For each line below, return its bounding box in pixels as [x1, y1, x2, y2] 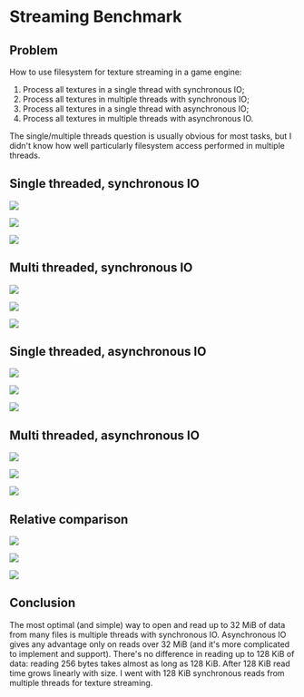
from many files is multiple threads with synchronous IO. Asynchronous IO [9, 629, 287, 640]
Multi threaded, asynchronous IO [9, 427, 200, 443]
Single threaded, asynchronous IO [9, 344, 207, 359]
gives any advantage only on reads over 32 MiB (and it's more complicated [9, 638, 290, 650]
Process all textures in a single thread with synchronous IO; [22, 84, 245, 94]
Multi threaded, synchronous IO [9, 260, 193, 276]
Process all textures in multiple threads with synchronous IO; [22, 93, 250, 104]
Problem [9, 43, 59, 58]
